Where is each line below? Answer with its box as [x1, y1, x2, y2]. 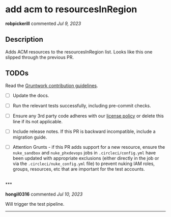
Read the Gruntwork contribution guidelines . [5, 83, 98, 89]
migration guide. [12, 134, 47, 140]
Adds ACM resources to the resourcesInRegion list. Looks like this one [5, 48, 153, 55]
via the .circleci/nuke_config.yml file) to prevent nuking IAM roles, [12, 160, 155, 167]
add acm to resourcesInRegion [5, 4, 137, 15]
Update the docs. [12, 92, 49, 98]
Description [5, 35, 43, 44]
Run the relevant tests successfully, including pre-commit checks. [12, 102, 151, 108]
